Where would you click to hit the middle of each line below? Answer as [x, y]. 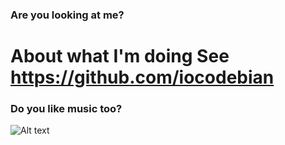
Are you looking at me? [67, 15]
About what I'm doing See [120, 56]
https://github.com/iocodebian [142, 77]
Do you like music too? [66, 109]
